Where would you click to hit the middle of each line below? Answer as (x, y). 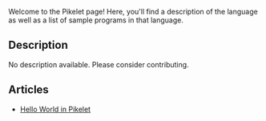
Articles (29, 90)
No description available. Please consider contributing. (99, 64)
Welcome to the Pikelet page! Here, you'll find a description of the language (133, 12)
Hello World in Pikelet (55, 109)
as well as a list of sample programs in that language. (96, 20)
